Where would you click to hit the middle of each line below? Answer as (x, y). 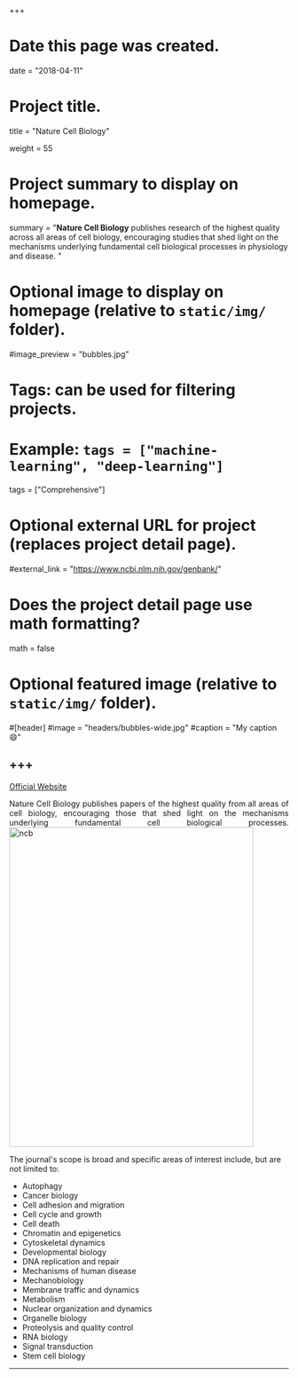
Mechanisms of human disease (79, 1271)
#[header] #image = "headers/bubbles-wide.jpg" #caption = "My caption (143, 727)
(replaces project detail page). (123, 545)
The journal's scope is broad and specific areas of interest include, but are (145, 1159)
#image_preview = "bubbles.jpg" (69, 354)
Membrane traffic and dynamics (81, 1289)
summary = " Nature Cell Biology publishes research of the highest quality (145, 227)
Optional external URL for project (133, 526)
